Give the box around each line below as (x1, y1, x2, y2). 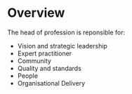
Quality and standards (17, 64, 82, 72)
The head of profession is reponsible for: (7, 28, 126, 36)
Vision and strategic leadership (17, 41, 107, 50)
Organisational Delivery (17, 79, 86, 87)
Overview (7, 5, 65, 21)
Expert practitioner (17, 49, 72, 58)
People (17, 72, 39, 80)
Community (17, 56, 51, 65)
